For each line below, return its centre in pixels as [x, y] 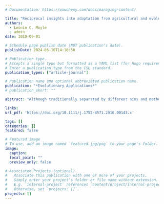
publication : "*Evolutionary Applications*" [51, 86]
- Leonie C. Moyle [28, 27]
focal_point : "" [26, 158]
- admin [17, 32]
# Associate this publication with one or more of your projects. [76, 176]
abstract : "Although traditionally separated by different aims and [76, 99]
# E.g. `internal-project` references [47, 185]
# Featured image [23, 139]
